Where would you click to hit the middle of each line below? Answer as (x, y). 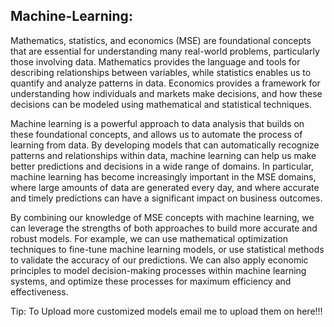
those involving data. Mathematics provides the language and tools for (155, 61)
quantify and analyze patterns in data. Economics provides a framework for (165, 83)
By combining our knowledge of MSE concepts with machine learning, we (162, 217)
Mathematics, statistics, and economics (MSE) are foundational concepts (161, 40)
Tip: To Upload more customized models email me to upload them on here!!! (166, 311)
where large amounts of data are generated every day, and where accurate (165, 187)
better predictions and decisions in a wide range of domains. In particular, (162, 166)
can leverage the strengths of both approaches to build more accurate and (164, 228)
